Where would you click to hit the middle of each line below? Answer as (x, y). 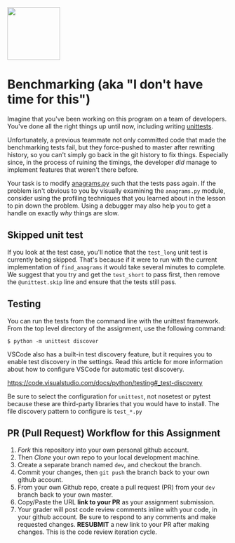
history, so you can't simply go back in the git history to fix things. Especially (118, 154)
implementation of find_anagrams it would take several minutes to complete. (116, 267)
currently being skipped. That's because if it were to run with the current (112, 260)
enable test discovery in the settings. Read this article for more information (115, 361)
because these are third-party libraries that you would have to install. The (113, 403)
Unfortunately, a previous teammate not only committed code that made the (117, 140)
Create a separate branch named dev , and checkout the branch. (109, 465)
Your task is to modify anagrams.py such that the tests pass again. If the (112, 183)
